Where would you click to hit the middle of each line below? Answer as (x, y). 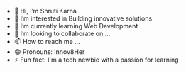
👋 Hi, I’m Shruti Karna (45, 11)
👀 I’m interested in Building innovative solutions (83, 18)
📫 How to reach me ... (47, 42)
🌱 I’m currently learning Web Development (76, 26)
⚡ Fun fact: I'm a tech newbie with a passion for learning (96, 60)
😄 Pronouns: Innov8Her (49, 52)
